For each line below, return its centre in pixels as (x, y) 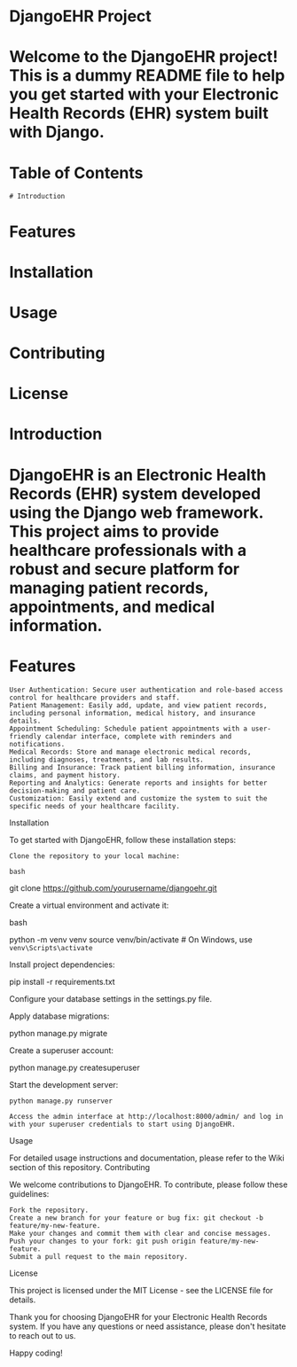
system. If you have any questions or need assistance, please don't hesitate (148, 1326)
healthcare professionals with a (128, 550)
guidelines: (29, 1193)
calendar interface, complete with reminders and (138, 736)
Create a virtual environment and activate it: (89, 905)
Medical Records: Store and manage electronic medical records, (130, 752)
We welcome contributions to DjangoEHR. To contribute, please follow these (148, 1184)
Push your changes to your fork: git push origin (103, 1241)
